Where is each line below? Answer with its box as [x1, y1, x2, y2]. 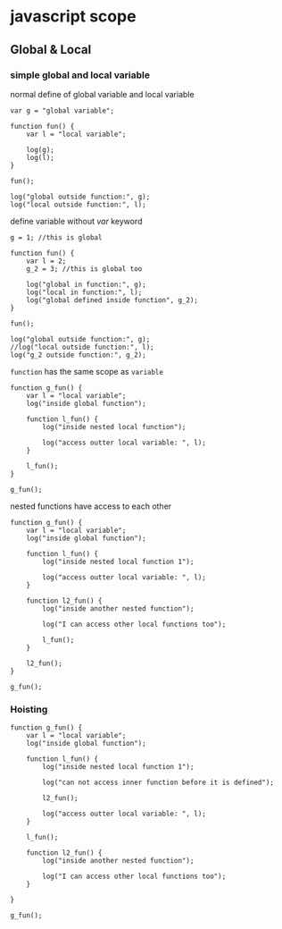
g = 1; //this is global [10, 232, 103, 242]
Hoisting [10, 703, 48, 715]
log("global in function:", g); [26, 280, 146, 289]
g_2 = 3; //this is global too [26, 264, 143, 274]
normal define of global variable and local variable [10, 89, 195, 99]
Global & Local [10, 42, 92, 57]
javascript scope [10, 6, 137, 27]
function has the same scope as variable [10, 366, 164, 376]
